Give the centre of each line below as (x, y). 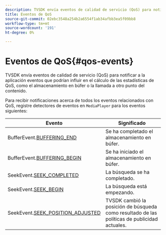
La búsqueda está (126, 186)
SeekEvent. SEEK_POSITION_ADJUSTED (54, 213)
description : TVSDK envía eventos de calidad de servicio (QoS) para (78, 10)
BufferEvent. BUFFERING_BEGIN (44, 157)
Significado (132, 123)
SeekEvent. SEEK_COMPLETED (43, 175)
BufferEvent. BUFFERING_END (42, 137)
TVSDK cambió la (126, 200)
